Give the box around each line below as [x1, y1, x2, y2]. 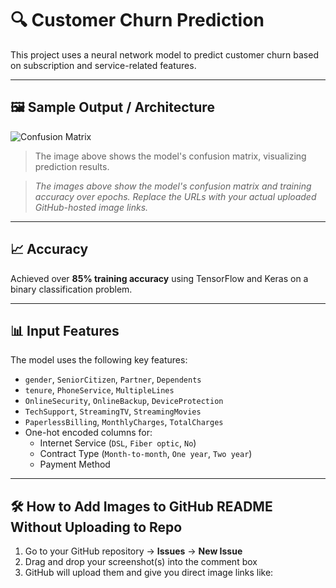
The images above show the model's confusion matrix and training [34, 180, 312, 192]
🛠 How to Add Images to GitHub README [10, 498, 273, 515]
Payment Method [39, 458, 111, 471]
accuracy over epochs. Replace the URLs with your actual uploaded [34, 190, 317, 202]
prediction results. [34, 160, 110, 172]
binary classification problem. [10, 283, 133, 295]
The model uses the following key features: [10, 354, 188, 366]
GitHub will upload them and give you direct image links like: [24, 567, 274, 579]
